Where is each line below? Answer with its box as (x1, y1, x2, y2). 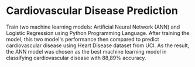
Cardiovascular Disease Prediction (6, 4, 179, 17)
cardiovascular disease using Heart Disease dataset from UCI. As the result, (6, 42, 190, 49)
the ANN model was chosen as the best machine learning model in (6, 48, 167, 55)
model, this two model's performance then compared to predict (6, 36, 159, 43)
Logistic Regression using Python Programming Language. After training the (6, 29, 190, 36)
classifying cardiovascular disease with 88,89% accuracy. (6, 54, 146, 61)
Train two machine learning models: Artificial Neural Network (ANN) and (6, 23, 180, 30)
